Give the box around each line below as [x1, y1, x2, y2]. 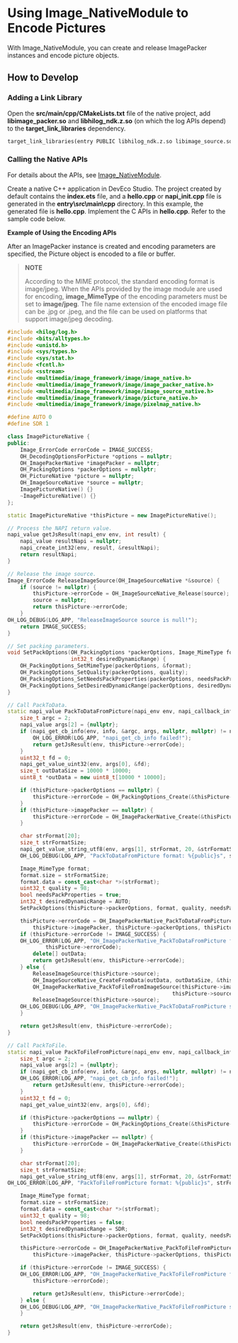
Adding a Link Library [7, 93, 83, 103]
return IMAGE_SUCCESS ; [20, 623, 87, 630]
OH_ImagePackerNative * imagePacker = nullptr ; [20, 459, 160, 467]
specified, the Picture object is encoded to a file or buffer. [7, 250, 176, 258]
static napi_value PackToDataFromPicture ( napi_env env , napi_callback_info [7, 708, 236, 715]
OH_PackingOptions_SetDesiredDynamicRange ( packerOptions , [20, 682, 195, 689]
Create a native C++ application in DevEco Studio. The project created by [7, 184, 222, 193]
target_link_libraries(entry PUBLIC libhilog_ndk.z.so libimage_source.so [7, 138, 233, 145]
